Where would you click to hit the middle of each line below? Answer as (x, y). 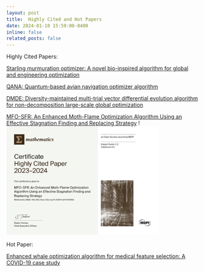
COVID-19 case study (33, 262)
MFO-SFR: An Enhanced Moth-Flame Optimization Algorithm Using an (94, 117)
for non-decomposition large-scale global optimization (75, 105)
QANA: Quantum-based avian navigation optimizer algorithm (82, 87)
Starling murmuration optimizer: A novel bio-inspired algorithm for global (97, 68)
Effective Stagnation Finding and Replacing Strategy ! (73, 123)
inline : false (24, 32)
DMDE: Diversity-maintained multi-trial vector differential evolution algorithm (102, 99)
